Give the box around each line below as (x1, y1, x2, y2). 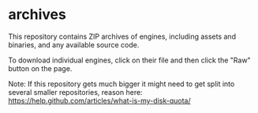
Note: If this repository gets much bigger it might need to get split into (8, 79, 235, 89)
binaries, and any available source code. (8, 40, 140, 49)
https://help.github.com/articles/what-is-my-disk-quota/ (8, 96, 191, 105)
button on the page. (8, 63, 73, 73)
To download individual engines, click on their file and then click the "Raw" (8, 55, 251, 65)
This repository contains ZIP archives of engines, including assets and (8, 32, 237, 41)
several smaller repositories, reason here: (8, 87, 144, 96)
